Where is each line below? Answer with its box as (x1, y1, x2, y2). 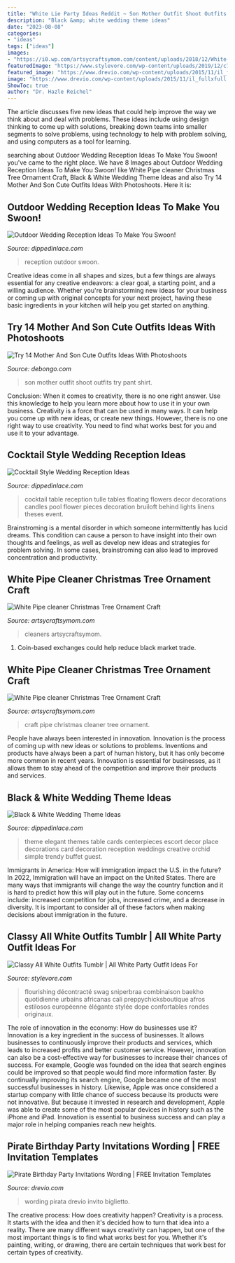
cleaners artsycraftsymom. (24, 630, 102, 638)
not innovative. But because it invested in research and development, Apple (7, 1098, 225, 1106)
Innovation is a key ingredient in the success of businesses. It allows (7, 1030, 204, 1039)
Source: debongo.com (7, 364, 72, 373)
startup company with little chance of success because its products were (7, 1090, 219, 1098)
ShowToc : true (7, 82, 49, 89)
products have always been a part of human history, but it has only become (7, 749, 225, 757)
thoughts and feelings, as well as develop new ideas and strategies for (7, 538, 211, 546)
